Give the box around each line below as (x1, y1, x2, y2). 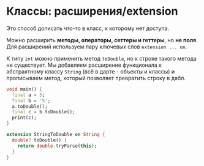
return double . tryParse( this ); (17, 143, 97, 149)
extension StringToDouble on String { (6, 132, 105, 138)
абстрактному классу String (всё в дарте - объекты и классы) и (6, 67, 175, 75)
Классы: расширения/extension (6, 4, 178, 18)
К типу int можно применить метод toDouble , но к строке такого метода (6, 55, 197, 62)
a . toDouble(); (12, 103, 48, 110)
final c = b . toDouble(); (12, 109, 75, 115)
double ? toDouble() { (12, 137, 67, 143)
